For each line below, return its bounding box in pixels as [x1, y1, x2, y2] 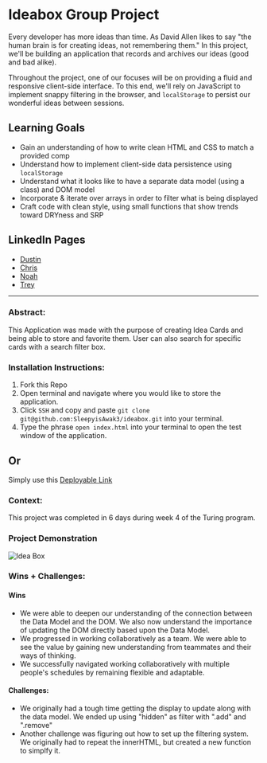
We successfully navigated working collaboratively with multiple [19, 659, 230, 668]
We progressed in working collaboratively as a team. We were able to [19, 633, 247, 643]
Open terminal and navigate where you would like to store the [19, 389, 221, 398]
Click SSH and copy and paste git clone [19, 405, 150, 415]
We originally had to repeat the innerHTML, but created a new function [19, 737, 252, 746]
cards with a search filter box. [8, 342, 106, 351]
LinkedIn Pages [8, 233, 86, 247]
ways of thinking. [19, 651, 77, 660]
